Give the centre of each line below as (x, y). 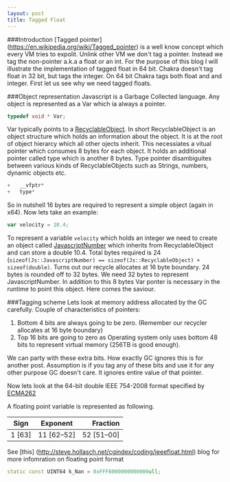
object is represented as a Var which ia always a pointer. (87, 104)
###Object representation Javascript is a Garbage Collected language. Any (114, 96)
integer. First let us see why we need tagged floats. (80, 83)
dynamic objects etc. (37, 173)
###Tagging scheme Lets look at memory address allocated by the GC (107, 302)
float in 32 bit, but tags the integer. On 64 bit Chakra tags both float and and (115, 75)
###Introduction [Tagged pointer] (55, 39)
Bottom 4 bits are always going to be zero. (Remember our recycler (112, 323)
